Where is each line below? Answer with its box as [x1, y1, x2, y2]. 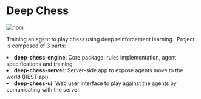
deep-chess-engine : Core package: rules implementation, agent [14, 53, 177, 61]
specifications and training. [6, 60, 75, 67]
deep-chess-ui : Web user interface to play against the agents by [14, 80, 177, 87]
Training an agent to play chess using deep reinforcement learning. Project [6, 35, 195, 43]
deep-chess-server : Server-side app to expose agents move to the [14, 66, 183, 73]
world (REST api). [6, 73, 50, 80]
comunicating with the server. [6, 86, 81, 93]
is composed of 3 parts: [6, 42, 66, 49]
